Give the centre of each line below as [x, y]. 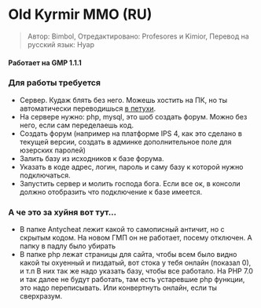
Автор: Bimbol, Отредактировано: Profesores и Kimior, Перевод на [138, 36]
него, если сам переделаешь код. [77, 125]
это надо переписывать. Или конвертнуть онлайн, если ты [118, 288]
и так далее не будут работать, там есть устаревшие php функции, [132, 280]
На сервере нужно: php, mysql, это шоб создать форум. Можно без [133, 116]
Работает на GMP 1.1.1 [45, 62]
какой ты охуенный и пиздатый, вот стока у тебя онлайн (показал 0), [135, 263]
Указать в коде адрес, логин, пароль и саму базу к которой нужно [131, 167]
